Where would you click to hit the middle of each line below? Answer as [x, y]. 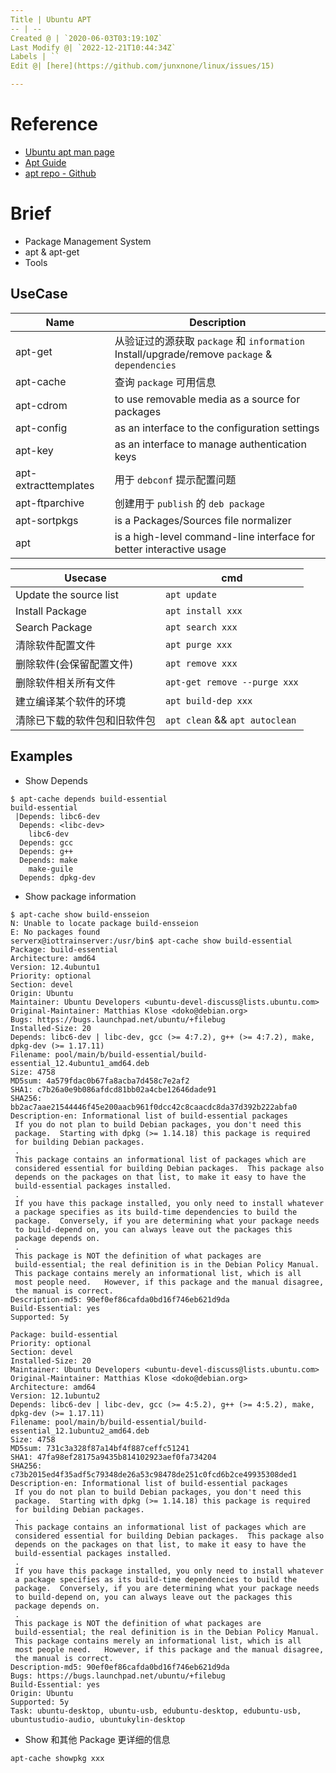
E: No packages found [55, 932]
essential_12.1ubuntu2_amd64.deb [80, 1431]
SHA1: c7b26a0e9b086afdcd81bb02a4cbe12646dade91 [113, 1089]
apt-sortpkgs [47, 520]
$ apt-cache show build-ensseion [80, 914]
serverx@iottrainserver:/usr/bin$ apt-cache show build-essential [151, 941]
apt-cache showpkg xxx [57, 1758]
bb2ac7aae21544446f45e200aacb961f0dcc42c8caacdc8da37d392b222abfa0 [154, 1107]
